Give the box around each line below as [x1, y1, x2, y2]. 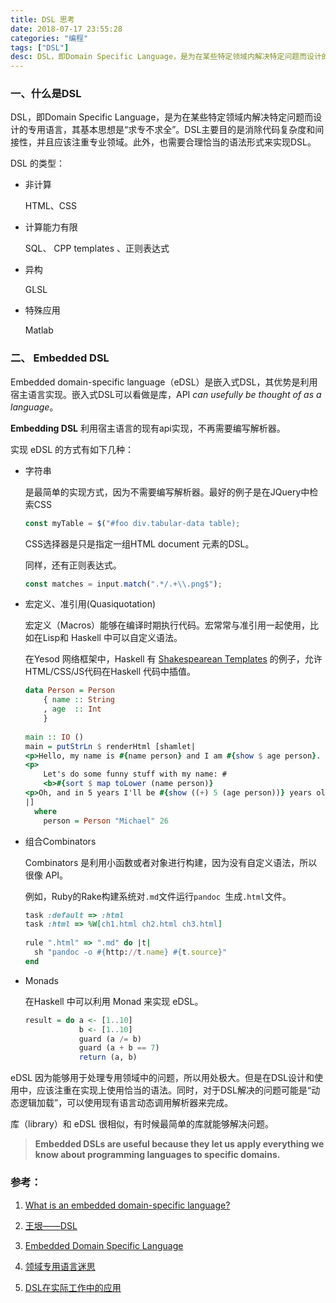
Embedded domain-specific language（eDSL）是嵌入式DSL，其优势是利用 [10, 376, 318, 388]
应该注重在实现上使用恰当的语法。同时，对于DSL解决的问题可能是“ [36, 1084, 312, 1096]
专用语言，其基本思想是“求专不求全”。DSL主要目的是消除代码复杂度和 [27, 124, 316, 136]
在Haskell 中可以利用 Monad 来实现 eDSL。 [24, 995, 204, 1007]
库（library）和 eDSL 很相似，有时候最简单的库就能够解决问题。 [10, 1118, 274, 1130]
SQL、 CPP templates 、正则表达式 [24, 242, 170, 255]
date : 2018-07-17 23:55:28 [10, 24, 123, 34]
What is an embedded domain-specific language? [24, 1199, 231, 1211]
